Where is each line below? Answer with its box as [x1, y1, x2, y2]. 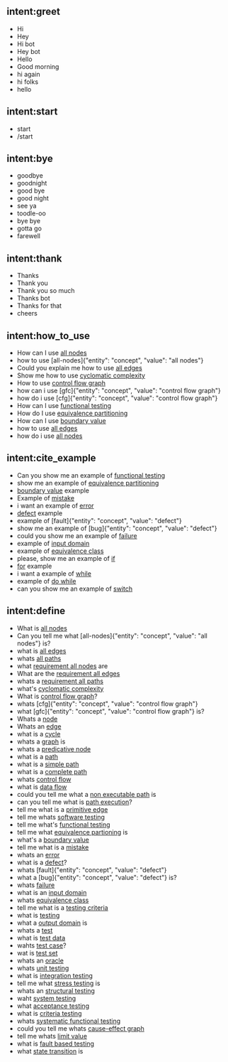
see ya [16, 202, 37, 210]
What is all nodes [16, 623, 68, 632]
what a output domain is [16, 918, 88, 927]
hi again [16, 70, 40, 78]
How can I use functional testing [16, 402, 111, 410]
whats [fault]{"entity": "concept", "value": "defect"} [16, 865, 167, 874]
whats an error [16, 850, 60, 859]
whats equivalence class [16, 896, 89, 904]
